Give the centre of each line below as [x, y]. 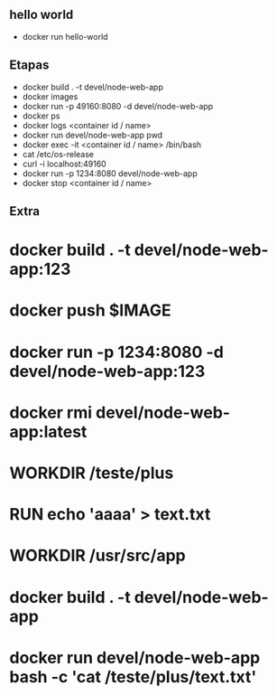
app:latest [48, 432]
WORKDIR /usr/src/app [98, 556]
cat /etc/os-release [58, 154]
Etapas [29, 66]
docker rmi [51, 413]
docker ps [41, 116]
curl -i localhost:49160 [64, 164]
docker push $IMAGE [90, 310]
